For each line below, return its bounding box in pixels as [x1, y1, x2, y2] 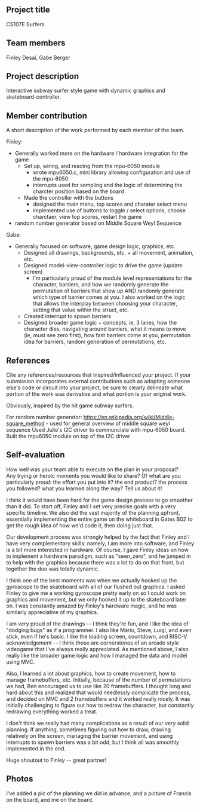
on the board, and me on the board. [6, 796, 94, 803]
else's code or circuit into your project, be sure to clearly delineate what [6, 384, 183, 391]
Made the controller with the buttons [23, 194, 114, 202]
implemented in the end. [6, 744, 66, 752]
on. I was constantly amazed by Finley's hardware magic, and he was [6, 602, 177, 609]
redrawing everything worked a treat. [6, 708, 98, 715]
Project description [6, 71, 79, 81]
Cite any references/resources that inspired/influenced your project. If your [6, 371, 191, 378]
